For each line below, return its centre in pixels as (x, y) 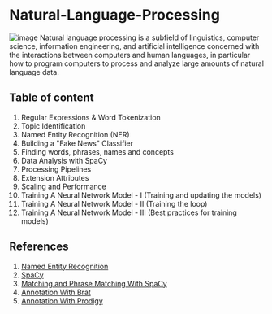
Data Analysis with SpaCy (64, 160)
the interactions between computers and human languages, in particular (130, 55)
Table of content (52, 98)
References (39, 247)
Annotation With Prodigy (62, 301)
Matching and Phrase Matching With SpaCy (94, 283)
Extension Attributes (55, 177)
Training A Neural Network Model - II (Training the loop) (114, 203)
